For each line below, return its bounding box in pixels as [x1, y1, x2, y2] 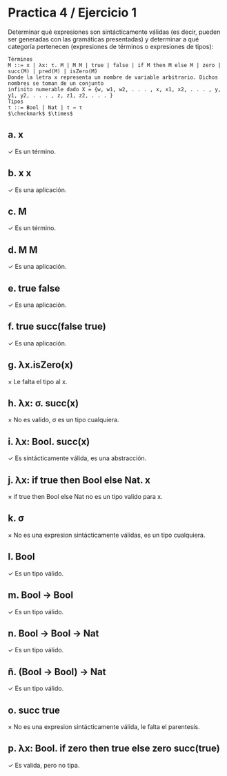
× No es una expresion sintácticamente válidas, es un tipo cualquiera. [8, 531, 206, 539]
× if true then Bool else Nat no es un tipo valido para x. [8, 493, 163, 501]
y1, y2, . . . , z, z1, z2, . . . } [8, 92, 113, 99]
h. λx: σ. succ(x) [8, 397, 79, 409]
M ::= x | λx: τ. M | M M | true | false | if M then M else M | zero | [8, 61, 221, 68]
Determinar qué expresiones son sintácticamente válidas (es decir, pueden [8, 28, 221, 36]
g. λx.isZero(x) [8, 359, 73, 371]
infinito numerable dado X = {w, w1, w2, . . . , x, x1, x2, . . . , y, [8, 86, 221, 93]
